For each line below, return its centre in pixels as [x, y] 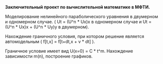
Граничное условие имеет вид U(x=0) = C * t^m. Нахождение [69, 51]
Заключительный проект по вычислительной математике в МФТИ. [78, 7]
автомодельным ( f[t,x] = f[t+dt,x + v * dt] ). [50, 42]
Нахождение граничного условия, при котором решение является [75, 36]
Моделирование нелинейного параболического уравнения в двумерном [81, 16]
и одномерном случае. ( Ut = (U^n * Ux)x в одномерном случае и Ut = [78, 22]
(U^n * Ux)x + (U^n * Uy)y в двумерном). [47, 27]
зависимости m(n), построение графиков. [49, 56]
